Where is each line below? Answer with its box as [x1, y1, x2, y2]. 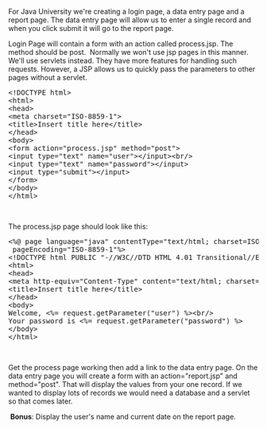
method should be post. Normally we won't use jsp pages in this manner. [8, 48, 249, 56]
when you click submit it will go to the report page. [8, 24, 174, 33]
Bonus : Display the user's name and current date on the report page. [10, 412, 236, 421]
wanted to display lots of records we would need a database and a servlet [8, 388, 250, 397]
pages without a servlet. [8, 73, 87, 82]
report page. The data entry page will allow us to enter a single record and [8, 15, 252, 25]
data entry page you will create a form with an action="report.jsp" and [8, 371, 238, 381]
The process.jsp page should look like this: [8, 222, 149, 231]
